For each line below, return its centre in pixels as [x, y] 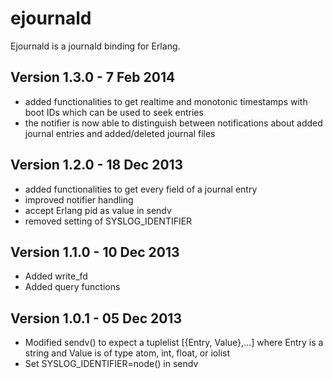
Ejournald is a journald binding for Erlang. [95, 46]
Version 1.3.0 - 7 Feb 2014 [93, 77]
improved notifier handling [79, 199]
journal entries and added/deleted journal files [120, 133]
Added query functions [72, 287]
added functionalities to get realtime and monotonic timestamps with [166, 101]
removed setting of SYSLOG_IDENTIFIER [108, 221]
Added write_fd [56, 276]
